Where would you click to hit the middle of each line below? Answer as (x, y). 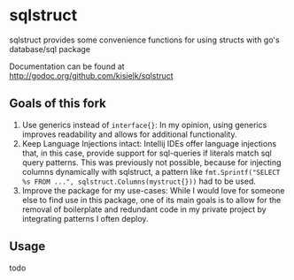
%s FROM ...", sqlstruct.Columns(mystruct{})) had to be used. (139, 181)
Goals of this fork (58, 104)
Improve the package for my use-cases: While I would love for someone (153, 190)
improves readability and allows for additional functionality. (129, 134)
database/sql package (50, 49)
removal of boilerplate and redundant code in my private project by (144, 209)
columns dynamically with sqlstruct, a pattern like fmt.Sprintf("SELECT (151, 171)
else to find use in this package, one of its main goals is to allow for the (151, 200)
